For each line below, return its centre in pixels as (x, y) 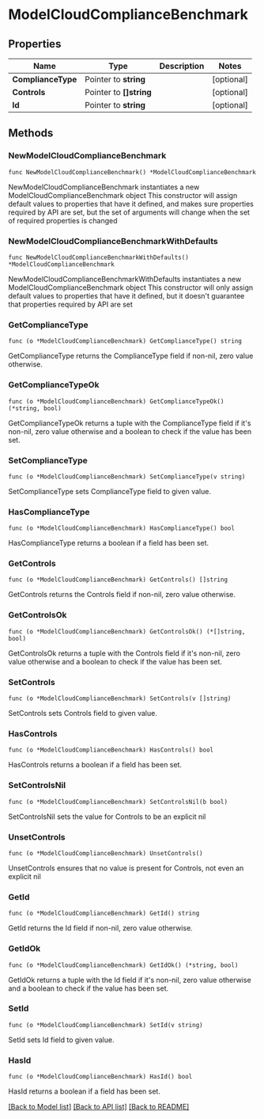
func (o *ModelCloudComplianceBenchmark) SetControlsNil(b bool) (118, 801)
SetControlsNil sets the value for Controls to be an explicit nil (107, 816)
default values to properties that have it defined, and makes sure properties (131, 204)
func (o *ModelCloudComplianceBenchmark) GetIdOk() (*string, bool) (123, 965)
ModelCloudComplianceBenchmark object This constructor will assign (123, 195)
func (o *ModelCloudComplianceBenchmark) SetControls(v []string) (120, 698)
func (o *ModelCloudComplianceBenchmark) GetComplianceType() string (125, 341)
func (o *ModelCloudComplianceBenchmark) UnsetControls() (106, 853)
